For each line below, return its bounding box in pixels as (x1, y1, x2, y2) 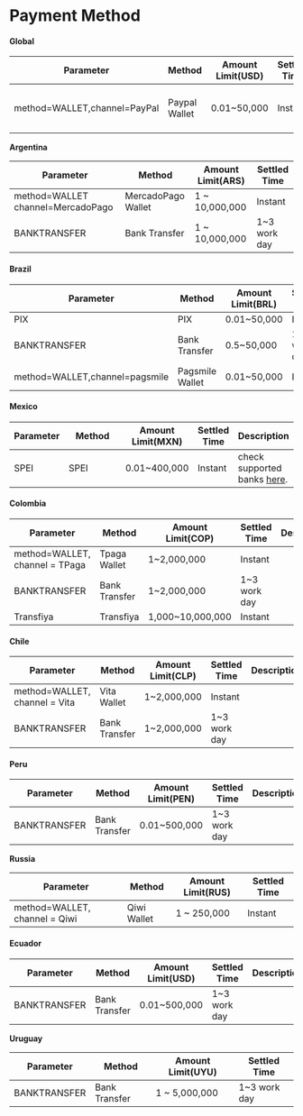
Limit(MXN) (132, 435, 183, 447)
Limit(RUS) (183, 886, 232, 899)
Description (237, 429, 289, 442)
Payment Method (9, 5, 142, 26)
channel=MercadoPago (14, 201, 114, 214)
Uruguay (9, 1033, 43, 1044)
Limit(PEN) (147, 792, 196, 805)
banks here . (237, 472, 289, 485)
